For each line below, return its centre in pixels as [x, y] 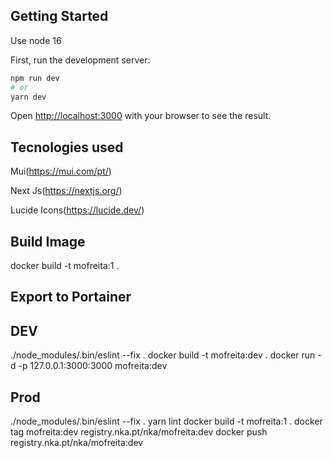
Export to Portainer [71, 297]
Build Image [48, 241]
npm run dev [35, 78]
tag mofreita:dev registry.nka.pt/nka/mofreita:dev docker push [139, 432]
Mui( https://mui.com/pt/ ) [61, 171]
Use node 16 [36, 40]
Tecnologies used [67, 147]
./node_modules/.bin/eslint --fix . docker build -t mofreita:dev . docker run [163, 355]
